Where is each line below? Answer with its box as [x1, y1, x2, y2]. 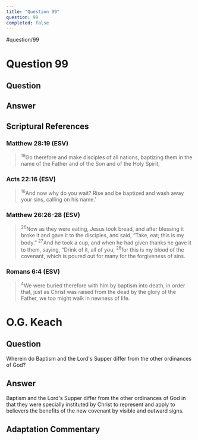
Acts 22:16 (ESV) [6, 175, 56, 183]
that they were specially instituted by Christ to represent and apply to [6, 401, 175, 408]
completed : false [6, 20, 49, 26]
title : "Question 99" [6, 8, 60, 15]
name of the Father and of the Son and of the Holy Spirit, [20, 160, 161, 167]
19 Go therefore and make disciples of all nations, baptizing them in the [20, 153, 193, 161]
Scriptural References [6, 121, 89, 131]
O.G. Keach [6, 315, 62, 329]
